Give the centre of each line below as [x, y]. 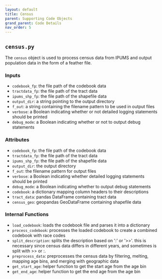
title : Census [19, 14]
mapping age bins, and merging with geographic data [65, 261]
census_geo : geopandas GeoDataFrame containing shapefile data [77, 202]
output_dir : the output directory [44, 166]
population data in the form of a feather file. [48, 63]
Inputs [13, 75]
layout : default [21, 9]
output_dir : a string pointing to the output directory [63, 101]
